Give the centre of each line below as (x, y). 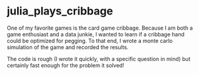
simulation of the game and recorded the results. (68, 47)
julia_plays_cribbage (60, 11)
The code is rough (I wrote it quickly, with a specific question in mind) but (99, 59)
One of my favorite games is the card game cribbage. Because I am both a (100, 28)
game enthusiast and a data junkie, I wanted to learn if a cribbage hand (96, 34)
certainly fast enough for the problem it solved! (66, 65)
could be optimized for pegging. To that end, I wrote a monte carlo (90, 41)
